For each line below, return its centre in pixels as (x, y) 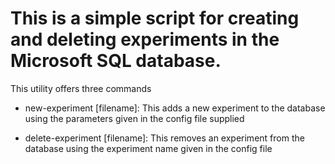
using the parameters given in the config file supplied (134, 118)
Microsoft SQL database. (116, 61)
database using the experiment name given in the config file (148, 148)
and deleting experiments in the (145, 39)
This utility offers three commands (81, 88)
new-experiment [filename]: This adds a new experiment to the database (175, 108)
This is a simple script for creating (155, 18)
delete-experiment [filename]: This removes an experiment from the (164, 138)
